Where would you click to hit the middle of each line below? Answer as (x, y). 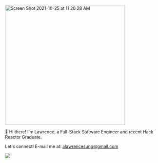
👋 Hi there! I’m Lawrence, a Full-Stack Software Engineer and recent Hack (79, 132)
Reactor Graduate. (23, 137)
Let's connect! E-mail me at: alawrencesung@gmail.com (62, 146)
